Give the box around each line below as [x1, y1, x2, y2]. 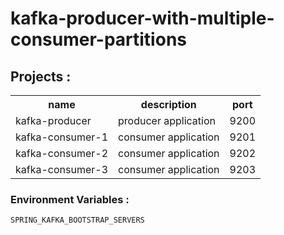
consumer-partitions [10, 28, 187, 51]
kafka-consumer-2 [15, 147, 109, 160]
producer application [118, 114, 217, 127]
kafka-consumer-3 [15, 163, 109, 176]
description [140, 98, 197, 111]
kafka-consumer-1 [15, 130, 109, 144]
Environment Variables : [10, 192, 130, 206]
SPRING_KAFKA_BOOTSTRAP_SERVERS [10, 215, 145, 226]
